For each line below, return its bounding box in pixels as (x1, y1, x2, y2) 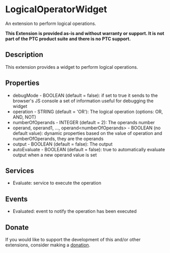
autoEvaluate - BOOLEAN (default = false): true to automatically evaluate (12, 146, 165, 152)
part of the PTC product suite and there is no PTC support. (5, 36, 131, 42)
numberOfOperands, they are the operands (12, 135, 104, 142)
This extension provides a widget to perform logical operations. (5, 64, 138, 70)
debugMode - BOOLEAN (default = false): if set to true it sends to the (12, 92, 158, 98)
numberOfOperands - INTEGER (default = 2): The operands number (12, 119, 155, 125)
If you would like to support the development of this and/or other (5, 237, 141, 242)
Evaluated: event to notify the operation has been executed (12, 208, 137, 214)
